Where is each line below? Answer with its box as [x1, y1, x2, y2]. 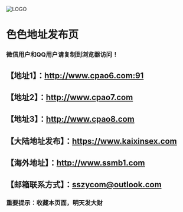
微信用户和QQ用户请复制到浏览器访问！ [6, 51, 119, 59]
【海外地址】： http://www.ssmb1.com [6, 158, 145, 168]
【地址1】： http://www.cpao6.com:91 [6, 71, 144, 81]
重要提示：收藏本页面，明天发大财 [6, 199, 103, 207]
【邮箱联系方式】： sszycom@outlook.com [6, 180, 162, 190]
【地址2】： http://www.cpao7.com [6, 92, 133, 102]
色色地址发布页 [6, 28, 79, 41]
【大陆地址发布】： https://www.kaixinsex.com [6, 136, 177, 146]
